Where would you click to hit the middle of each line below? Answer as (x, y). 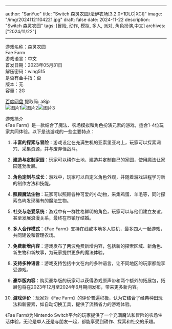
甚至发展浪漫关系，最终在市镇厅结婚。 (53, 218)
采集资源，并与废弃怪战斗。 (51, 149)
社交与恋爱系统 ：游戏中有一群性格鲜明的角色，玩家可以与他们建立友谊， (89, 211)
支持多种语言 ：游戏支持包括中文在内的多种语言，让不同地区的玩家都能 (87, 263)
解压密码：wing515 (25, 71)
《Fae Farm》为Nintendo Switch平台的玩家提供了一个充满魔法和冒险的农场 (82, 315)
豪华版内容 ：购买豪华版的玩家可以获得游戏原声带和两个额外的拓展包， (87, 280)
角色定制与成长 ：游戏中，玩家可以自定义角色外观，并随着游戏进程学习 (87, 177)
